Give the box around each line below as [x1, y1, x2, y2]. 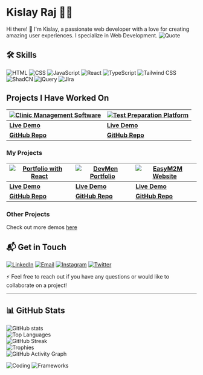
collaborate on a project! [6, 282, 68, 289]
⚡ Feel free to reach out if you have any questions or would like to [6, 273, 170, 280]
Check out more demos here [6, 224, 77, 231]
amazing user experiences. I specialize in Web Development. [6, 31, 158, 39]
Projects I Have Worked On [6, 93, 109, 103]
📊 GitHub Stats [6, 306, 65, 316]
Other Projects [6, 210, 50, 218]
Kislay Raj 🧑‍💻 [6, 5, 73, 19]
